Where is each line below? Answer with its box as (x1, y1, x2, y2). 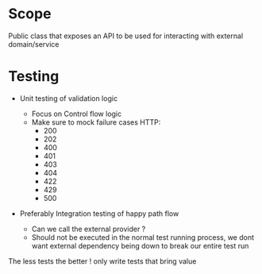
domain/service (8, 39, 60, 48)
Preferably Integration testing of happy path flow (19, 208, 179, 218)
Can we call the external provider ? (31, 224, 146, 233)
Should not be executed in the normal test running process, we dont (31, 232, 255, 242)
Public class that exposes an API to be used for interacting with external (8, 31, 244, 41)
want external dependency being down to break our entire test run (31, 241, 249, 250)
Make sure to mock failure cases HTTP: (31, 117, 161, 127)
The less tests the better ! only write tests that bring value (8, 256, 197, 266)
